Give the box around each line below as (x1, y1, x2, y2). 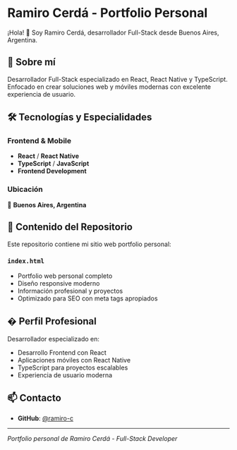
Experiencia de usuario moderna (17, 370, 113, 379)
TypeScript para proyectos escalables (17, 363, 128, 372)
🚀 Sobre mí (7, 56, 56, 68)
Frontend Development (17, 167, 87, 176)
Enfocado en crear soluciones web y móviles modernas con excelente (7, 83, 212, 91)
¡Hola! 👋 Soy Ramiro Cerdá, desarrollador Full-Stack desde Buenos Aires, (7, 28, 219, 37)
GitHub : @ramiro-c (17, 414, 74, 422)
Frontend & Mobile (7, 136, 72, 146)
